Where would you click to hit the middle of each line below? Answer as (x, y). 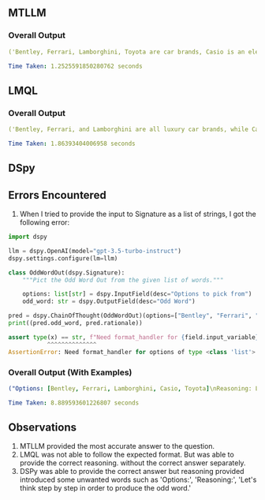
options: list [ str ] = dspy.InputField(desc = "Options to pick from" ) (137, 294)
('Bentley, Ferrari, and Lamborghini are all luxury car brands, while (128, 129)
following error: (44, 222)
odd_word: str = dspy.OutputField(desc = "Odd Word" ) (109, 302)
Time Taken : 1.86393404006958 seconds (72, 144)
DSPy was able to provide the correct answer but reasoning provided (132, 472)
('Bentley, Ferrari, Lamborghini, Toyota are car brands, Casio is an (127, 52)
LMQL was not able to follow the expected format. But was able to (127, 455)
